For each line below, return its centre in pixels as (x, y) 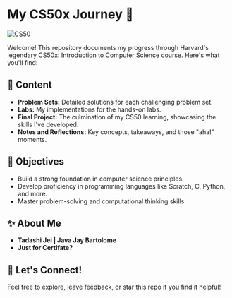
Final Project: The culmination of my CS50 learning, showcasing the (117, 117)
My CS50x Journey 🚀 (71, 14)
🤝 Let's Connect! (45, 270)
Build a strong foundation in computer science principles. (101, 179)
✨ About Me (34, 223)
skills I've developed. (48, 124)
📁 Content (30, 85)
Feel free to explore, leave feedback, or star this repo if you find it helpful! (114, 287)
